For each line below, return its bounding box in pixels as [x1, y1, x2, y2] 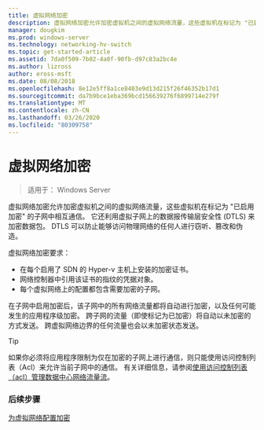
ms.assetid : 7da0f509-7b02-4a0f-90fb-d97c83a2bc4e [8, 56, 178, 64]
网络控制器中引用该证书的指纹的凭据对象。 [19, 274, 158, 284]
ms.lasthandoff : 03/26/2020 [8, 114, 101, 122]
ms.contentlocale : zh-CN [8, 107, 90, 115]
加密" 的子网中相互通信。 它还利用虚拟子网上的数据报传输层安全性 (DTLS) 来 [8, 211, 255, 221]
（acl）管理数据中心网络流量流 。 [8, 372, 115, 381]
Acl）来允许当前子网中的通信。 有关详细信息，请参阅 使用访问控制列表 [21, 362, 247, 372]
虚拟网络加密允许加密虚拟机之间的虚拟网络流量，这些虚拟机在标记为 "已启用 [8, 201, 255, 211]
